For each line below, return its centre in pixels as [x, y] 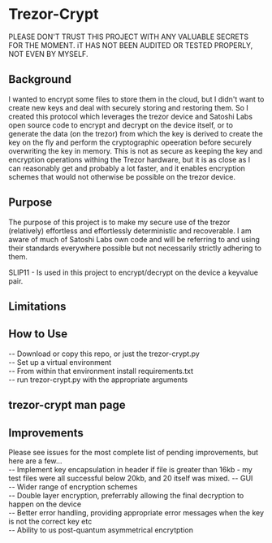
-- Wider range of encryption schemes [73, 487]
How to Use [38, 334]
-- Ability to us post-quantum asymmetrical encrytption [101, 530]
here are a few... [35, 461]
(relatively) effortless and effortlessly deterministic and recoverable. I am [130, 230]
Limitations [37, 306]
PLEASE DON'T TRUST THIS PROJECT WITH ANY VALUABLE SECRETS [129, 37]
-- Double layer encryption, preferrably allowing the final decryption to [126, 495]
